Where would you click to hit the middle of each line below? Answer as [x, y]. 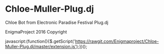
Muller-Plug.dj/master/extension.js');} [43, 46]
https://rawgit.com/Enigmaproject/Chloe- [117, 41]
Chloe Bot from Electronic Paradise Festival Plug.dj [57, 22]
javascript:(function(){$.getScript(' [40, 41]
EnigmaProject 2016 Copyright [36, 32]
